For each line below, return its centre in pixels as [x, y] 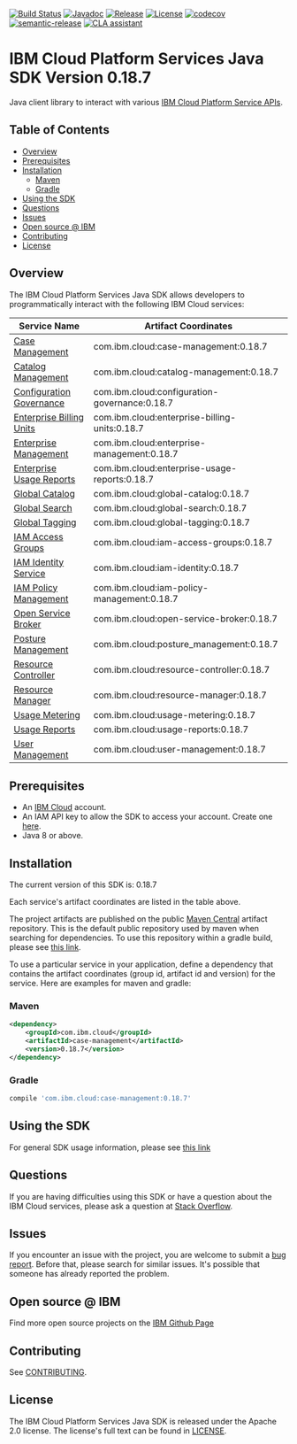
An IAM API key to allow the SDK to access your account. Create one [147, 817]
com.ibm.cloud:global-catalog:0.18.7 [171, 493]
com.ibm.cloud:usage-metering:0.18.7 [175, 714]
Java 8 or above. [53, 836]
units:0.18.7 [118, 428]
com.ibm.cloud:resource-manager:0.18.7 [180, 695]
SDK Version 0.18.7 [80, 77]
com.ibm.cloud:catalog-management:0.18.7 [186, 372]
